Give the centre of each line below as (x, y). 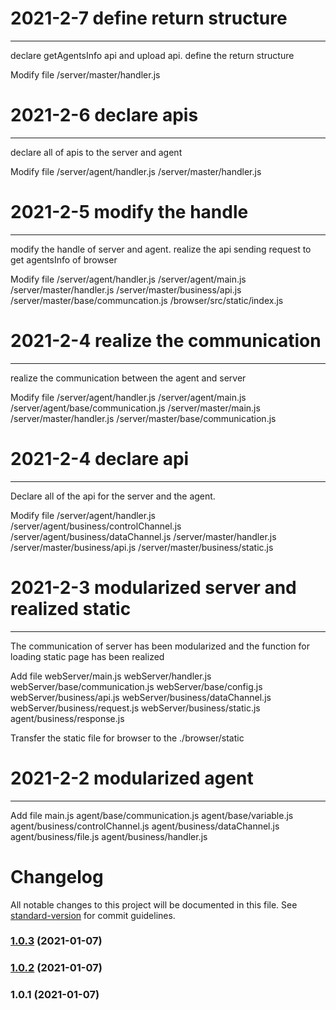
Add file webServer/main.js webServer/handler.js (111, 676)
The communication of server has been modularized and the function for (160, 646)
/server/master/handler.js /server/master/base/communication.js (143, 418)
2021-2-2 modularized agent (132, 778)
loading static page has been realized (87, 656)
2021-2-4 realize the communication (166, 341)
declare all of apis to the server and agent (96, 152)
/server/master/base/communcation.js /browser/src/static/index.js (147, 300)
